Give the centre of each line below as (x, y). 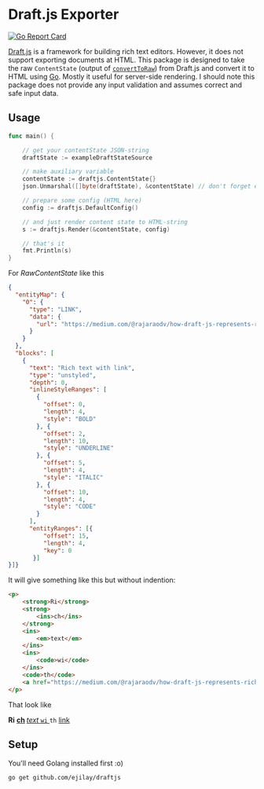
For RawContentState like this (56, 273)
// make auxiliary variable (68, 172)
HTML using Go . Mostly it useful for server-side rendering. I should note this (132, 76)
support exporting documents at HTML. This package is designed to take (126, 60)
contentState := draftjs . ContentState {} (89, 179)
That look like (30, 704)
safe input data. (33, 93)
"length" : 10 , (66, 441)
